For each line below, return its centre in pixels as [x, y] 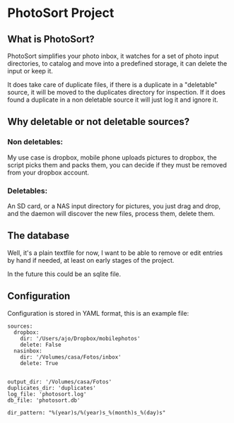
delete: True [39, 363]
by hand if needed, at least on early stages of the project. [91, 260]
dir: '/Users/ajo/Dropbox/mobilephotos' [80, 338]
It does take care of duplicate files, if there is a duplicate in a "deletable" [112, 85]
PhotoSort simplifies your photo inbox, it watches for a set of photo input [113, 56]
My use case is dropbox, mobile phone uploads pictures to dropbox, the [112, 157]
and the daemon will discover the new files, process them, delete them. [111, 213]
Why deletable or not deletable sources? [98, 122]
